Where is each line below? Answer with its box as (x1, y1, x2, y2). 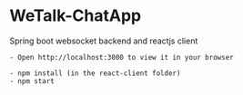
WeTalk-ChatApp (9, 5, 142, 26)
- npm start (9, 76, 55, 86)
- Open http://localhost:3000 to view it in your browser (9, 52, 234, 62)
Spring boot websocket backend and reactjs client (9, 35, 198, 46)
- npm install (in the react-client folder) (9, 69, 181, 78)
